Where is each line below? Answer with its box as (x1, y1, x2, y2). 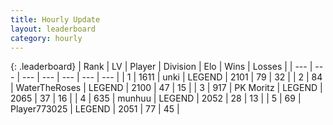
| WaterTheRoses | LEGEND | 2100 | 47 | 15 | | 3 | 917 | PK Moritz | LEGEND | (10, 82, 323, 94)
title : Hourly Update (10, 14, 101, 25)
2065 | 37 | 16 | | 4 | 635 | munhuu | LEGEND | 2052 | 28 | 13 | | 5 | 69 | (10, 92, 302, 105)
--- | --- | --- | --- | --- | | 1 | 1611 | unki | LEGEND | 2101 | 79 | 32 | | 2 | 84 (21, 71, 323, 83)
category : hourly (10, 33, 83, 43)
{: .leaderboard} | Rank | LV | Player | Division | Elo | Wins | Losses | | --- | (10, 61, 313, 73)
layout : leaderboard (10, 24, 97, 34)
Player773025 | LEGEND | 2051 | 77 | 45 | (10, 103, 180, 115)
